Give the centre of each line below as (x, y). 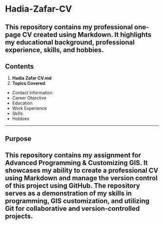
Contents (20, 66)
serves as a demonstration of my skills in (68, 194)
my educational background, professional (70, 42)
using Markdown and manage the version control (81, 178)
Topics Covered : (29, 83)
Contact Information (32, 93)
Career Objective (29, 98)
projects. (19, 216)
